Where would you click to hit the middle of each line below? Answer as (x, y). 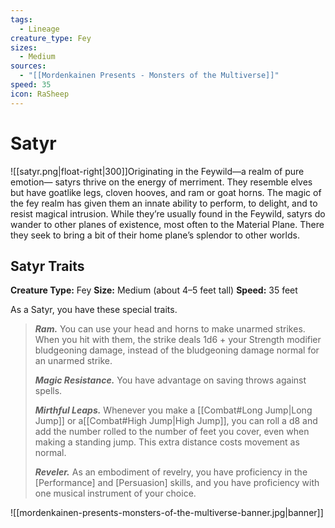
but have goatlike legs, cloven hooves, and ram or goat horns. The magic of (166, 192)
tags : (21, 19)
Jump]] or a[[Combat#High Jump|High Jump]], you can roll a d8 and (176, 421)
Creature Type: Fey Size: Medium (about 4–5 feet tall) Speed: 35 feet (154, 290)
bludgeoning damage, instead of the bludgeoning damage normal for (177, 350)
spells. (48, 391)
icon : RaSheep (40, 94)
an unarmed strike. (73, 361)
